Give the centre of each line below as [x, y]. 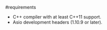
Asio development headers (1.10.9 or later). [58, 22]
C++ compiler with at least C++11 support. [57, 17]
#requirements [21, 7]
